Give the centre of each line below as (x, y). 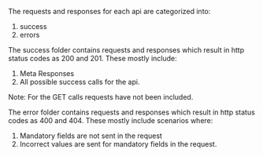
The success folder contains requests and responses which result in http (126, 50)
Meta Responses (47, 73)
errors (30, 35)
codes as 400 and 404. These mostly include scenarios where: (111, 120)
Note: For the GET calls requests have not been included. (101, 97)
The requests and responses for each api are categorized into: (109, 11)
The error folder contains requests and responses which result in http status (132, 112)
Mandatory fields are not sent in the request (91, 136)
